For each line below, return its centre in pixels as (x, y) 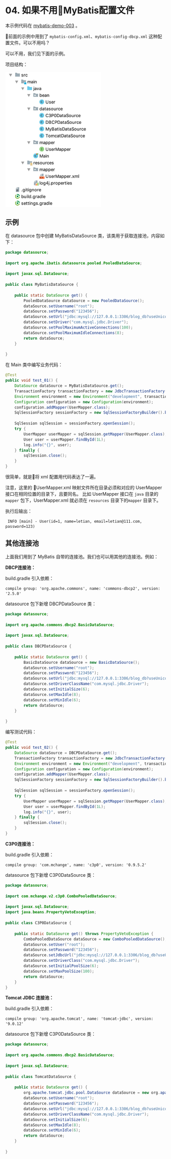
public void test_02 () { (32, 748)
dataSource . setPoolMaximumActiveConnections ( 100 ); (78, 328)
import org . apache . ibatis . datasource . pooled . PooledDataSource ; (74, 263)
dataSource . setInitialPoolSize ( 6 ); (61, 966)
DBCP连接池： (20, 567)
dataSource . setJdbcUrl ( (49, 955)
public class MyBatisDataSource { (42, 285)
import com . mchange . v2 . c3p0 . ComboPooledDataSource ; (61, 896)
